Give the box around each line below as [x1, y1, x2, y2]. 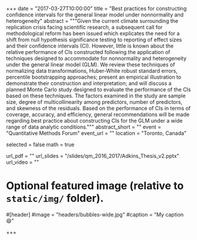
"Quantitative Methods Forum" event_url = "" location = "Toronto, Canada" [6, 130, 187, 137]
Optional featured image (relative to [6, 179, 184, 192]
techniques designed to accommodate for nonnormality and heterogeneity [6, 55, 187, 62]
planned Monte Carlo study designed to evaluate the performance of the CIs [6, 86, 191, 93]
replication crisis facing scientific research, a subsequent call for [6, 23, 163, 31]
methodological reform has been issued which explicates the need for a [6, 30, 180, 37]
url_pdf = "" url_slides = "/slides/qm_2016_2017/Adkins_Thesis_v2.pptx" [6, 153, 179, 159]
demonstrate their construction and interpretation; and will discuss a [6, 80, 172, 87]
